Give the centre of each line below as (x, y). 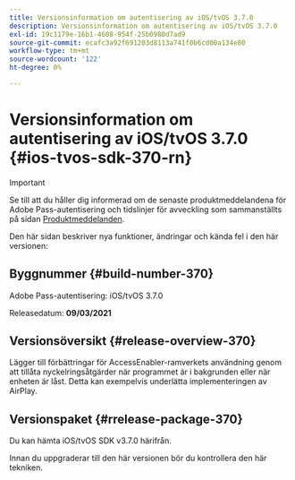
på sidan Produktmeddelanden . (67, 219)
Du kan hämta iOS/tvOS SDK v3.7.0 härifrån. (91, 441)
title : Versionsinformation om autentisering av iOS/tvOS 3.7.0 (131, 17)
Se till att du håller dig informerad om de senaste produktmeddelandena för (148, 200)
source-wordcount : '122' (55, 59)
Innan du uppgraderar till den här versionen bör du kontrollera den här (138, 459)
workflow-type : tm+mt (50, 51)
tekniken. (26, 467)
